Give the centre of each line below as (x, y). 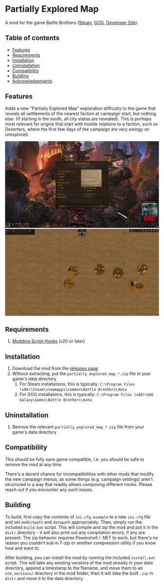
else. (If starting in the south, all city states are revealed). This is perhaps (78, 119)
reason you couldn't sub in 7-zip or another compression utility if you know (81, 543)
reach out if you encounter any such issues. (49, 489)
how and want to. (22, 548)
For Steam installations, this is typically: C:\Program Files (77, 384)
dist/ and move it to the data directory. (44, 578)
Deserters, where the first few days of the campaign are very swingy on (77, 129)
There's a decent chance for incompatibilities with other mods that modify (80, 474)
